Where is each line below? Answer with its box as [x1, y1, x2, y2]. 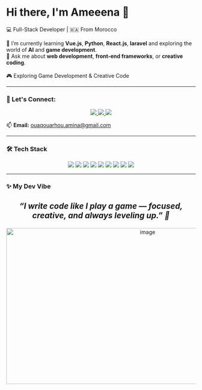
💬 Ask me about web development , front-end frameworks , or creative [6, 52, 183, 60]
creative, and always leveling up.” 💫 [32, 210, 170, 221]
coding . [6, 58, 26, 66]
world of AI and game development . [6, 46, 97, 53]
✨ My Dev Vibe [6, 182, 51, 190]
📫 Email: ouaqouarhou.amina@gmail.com [6, 122, 111, 129]
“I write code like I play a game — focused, [19, 201, 183, 211]
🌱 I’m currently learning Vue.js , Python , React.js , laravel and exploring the [6, 39, 192, 47]
